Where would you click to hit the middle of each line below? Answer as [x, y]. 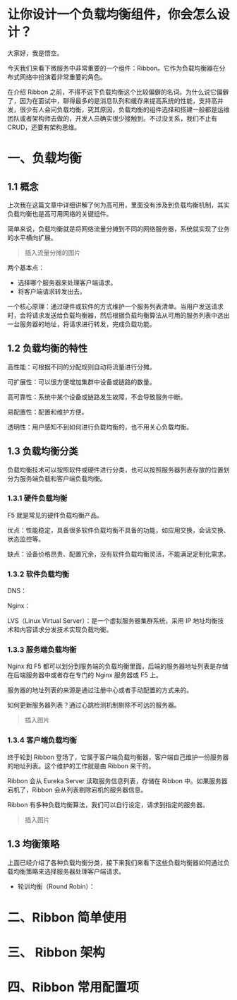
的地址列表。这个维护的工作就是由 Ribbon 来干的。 [81, 766]
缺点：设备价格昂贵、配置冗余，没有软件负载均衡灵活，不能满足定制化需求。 [119, 554]
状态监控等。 [26, 539]
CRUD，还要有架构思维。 [44, 127]
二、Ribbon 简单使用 [67, 917]
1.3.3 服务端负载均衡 [42, 650]
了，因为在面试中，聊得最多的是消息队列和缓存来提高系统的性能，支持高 [112, 100]
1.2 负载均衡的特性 [48, 349]
